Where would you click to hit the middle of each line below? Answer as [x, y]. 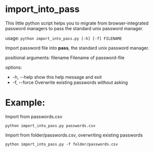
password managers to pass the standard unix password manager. [74, 28]
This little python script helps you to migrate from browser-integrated [77, 23]
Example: [25, 103]
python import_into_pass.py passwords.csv [50, 126]
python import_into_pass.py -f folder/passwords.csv [62, 144]
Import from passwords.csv [34, 116]
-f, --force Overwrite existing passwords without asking [70, 82]
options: [14, 67]
